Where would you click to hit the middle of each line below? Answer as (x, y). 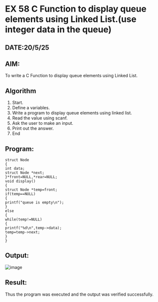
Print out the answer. (33, 128)
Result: (16, 283)
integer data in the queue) (58, 30)
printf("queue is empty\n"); (35, 202)
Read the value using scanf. (40, 118)
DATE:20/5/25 (27, 47)
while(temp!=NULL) (24, 219)
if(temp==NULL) (20, 194)
